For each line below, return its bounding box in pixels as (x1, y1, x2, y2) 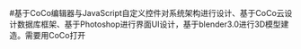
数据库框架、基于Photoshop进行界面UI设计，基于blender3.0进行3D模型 (16, 19, 281, 29)
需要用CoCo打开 (24, 30, 86, 40)
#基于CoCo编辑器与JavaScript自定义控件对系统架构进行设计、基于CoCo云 (9, 8, 285, 18)
